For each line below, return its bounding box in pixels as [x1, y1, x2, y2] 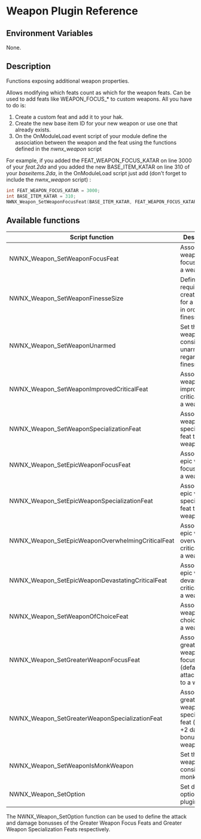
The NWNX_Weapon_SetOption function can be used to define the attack [6, 813, 187, 820]
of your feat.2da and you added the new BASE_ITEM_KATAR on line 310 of [6, 163, 190, 170]
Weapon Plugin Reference [6, 4, 139, 18]
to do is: [6, 101, 26, 109]
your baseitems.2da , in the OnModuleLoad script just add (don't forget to [6, 169, 187, 176]
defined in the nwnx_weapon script [14, 145, 102, 152]
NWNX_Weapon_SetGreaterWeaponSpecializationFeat [9, 714, 163, 723]
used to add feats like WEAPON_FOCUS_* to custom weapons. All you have [6, 95, 193, 103]
